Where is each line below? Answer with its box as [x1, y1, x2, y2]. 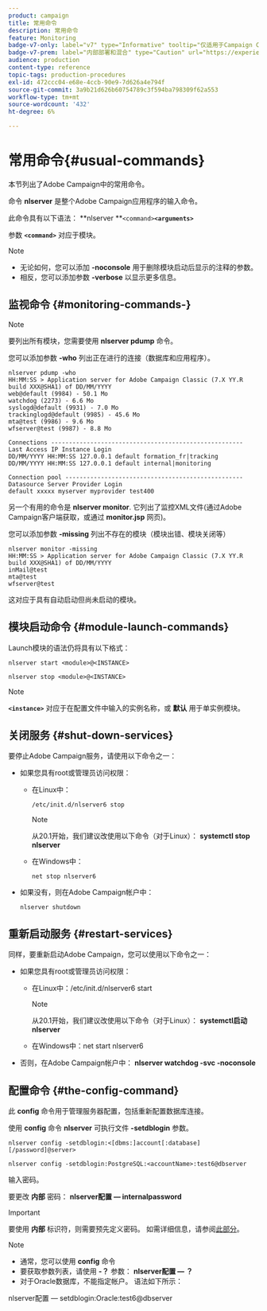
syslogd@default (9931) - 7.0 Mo [8, 404, 119, 412]
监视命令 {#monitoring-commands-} [8, 298, 192, 311]
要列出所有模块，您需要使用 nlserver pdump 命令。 [8, 336, 177, 345]
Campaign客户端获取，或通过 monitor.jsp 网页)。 [8, 512, 171, 521]
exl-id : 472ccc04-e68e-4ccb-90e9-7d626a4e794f [8, 78, 165, 86]
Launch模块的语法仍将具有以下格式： [8, 642, 130, 653]
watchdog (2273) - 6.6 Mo [8, 396, 94, 404]
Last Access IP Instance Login [8, 445, 112, 454]
